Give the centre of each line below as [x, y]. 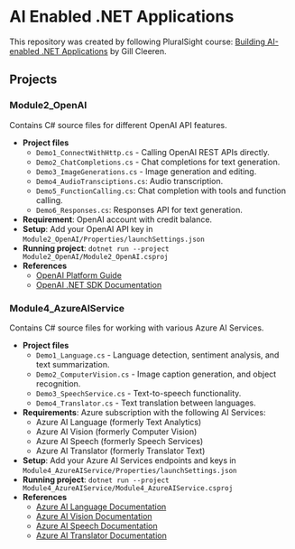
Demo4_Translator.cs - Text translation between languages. [146, 403]
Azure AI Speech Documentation [97, 526]
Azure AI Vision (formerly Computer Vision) [116, 432]
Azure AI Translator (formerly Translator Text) [120, 451]
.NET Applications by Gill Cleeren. [104, 51]
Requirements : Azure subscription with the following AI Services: [144, 412]
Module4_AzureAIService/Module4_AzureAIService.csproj [128, 488]
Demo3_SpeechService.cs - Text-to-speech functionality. [138, 393]
